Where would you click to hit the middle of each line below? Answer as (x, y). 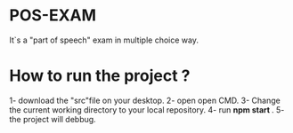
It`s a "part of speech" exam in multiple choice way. (104, 40)
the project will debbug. (53, 119)
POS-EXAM (53, 16)
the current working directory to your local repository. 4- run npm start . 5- (147, 110)
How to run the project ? (100, 76)
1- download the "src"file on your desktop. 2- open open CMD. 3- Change (145, 100)
